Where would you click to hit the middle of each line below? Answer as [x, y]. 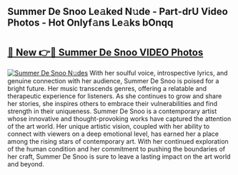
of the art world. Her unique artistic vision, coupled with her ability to [109, 126]
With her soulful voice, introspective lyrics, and [158, 73]
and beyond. [26, 164]
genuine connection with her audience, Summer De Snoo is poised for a [113, 81]
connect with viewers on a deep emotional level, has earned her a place [113, 134]
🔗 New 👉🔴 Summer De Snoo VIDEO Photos [105, 52]
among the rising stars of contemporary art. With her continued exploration [118, 141]
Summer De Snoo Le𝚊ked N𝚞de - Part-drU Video [118, 12]
